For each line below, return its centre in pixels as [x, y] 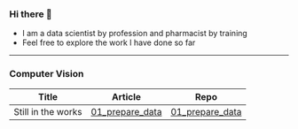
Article [127, 96]
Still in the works [48, 111]
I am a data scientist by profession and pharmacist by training [135, 34]
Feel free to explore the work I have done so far [109, 42]
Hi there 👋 [31, 14]
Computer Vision [47, 74]
